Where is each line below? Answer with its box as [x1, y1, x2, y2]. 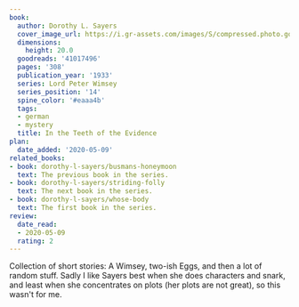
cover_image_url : [17, 29, 82, 38]
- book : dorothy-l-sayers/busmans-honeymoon [9, 162, 177, 171]
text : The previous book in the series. [17, 170, 169, 179]
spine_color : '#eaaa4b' [17, 95, 105, 105]
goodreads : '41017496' [17, 54, 101, 63]
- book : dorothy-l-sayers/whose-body [9, 195, 149, 205]
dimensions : [17, 37, 62, 47]
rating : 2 [17, 237, 53, 246]
